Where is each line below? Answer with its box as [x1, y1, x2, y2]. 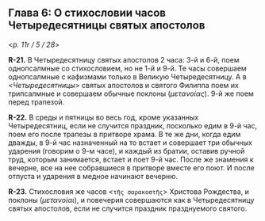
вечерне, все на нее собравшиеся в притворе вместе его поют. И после [8, 162, 255, 173]
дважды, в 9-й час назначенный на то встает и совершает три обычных [8, 138, 252, 147]
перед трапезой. [8, 97, 65, 106]
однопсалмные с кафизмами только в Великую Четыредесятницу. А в [8, 71, 248, 82]
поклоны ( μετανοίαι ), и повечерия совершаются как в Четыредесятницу [8, 195, 255, 204]
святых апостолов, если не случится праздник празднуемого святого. [8, 204, 248, 213]
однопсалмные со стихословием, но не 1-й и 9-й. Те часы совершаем [8, 63, 248, 73]
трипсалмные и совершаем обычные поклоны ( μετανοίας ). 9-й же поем [8, 89, 254, 98]
